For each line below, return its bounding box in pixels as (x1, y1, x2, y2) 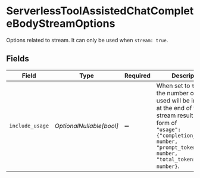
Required (124, 71, 151, 80)
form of (156, 118, 177, 127)
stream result (156, 111, 193, 120)
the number (156, 89, 189, 97)
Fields (6, 54, 30, 64)
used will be (156, 96, 190, 105)
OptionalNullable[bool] (54, 121, 119, 130)
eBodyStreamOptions (6, 17, 115, 30)
